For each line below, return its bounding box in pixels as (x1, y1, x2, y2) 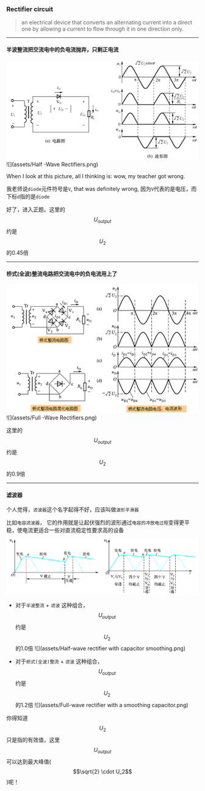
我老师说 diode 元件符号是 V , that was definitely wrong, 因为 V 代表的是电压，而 (6, 185, 197, 192)
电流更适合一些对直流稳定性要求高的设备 (22, 527, 124, 534)
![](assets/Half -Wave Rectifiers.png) (6, 160, 99, 168)
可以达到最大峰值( (6, 758, 52, 765)
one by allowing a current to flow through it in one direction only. (21, 25, 184, 32)
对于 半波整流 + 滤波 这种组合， (15, 601, 88, 609)
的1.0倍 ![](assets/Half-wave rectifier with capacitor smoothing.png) (15, 645, 186, 652)
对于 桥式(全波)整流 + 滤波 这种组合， (15, 658, 103, 665)
